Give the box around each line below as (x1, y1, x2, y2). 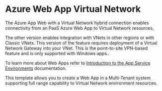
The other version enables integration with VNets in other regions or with (5, 35, 155, 41)
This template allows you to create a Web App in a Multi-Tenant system (5, 75, 151, 81)
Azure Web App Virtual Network (5, 3, 141, 15)
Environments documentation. (5, 65, 67, 71)
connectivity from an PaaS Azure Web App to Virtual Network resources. (5, 25, 154, 31)
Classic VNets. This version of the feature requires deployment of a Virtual (5, 40, 158, 45)
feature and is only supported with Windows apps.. (5, 50, 110, 56)
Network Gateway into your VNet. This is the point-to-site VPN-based (5, 45, 148, 51)
